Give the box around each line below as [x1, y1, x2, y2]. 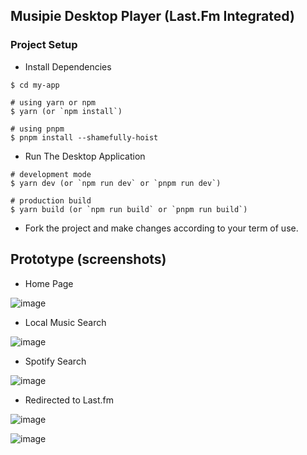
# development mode [10, 169, 92, 179]
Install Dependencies [24, 60, 112, 73]
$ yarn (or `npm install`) [10, 106, 123, 116]
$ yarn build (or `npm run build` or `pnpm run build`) [10, 204, 248, 214]
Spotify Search [24, 355, 87, 367]
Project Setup [10, 38, 78, 52]
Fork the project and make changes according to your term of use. [24, 222, 299, 234]
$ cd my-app [10, 80, 60, 90]
